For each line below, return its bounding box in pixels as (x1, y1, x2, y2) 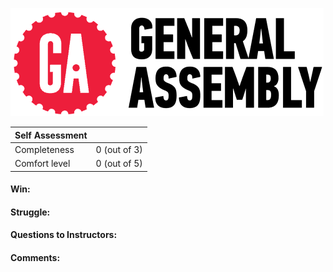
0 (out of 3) (95, 143, 143, 155)
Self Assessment (14, 129, 88, 141)
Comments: (10, 251, 61, 263)
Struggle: (10, 206, 51, 218)
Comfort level (14, 158, 71, 169)
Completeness (14, 143, 75, 155)
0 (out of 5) (95, 158, 143, 169)
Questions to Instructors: (10, 229, 118, 241)
